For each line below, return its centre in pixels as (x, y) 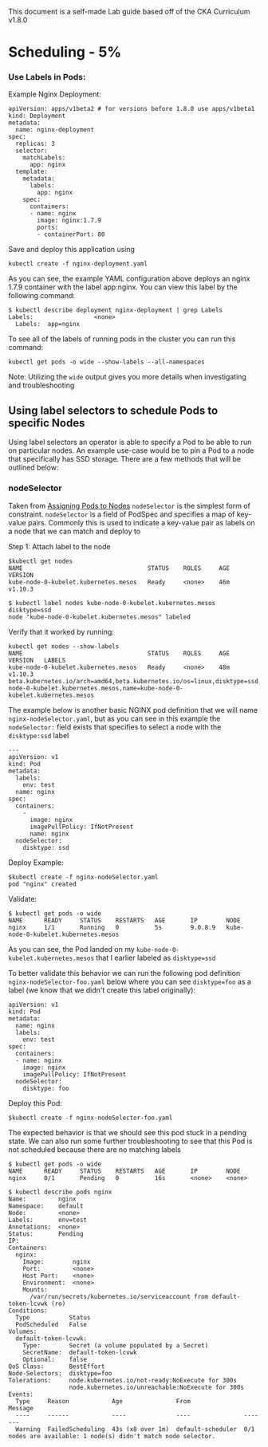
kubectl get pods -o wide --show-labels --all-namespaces (106, 362)
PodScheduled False (51, 1324)
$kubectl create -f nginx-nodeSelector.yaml (83, 877)
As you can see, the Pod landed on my (72, 949)
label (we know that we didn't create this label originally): (102, 990)
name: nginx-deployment (55, 130)
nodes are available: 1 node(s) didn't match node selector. (112, 1436)
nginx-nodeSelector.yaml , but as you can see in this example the (114, 718)
